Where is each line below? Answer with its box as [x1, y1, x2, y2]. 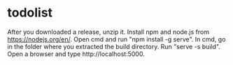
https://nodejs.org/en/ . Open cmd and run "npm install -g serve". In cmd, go [7, 35, 226, 43]
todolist [7, 5, 53, 21]
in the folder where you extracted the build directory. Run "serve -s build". [7, 42, 220, 50]
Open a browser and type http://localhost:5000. [7, 50, 145, 58]
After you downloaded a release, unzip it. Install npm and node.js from [7, 28, 210, 36]
